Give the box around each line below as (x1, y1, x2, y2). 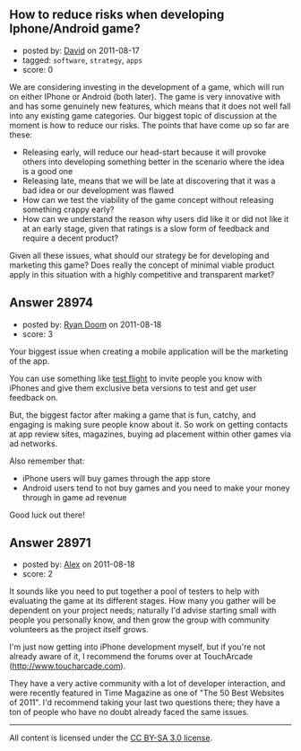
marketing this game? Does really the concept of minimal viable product (9, 260, 275, 270)
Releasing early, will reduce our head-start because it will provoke (21, 146, 267, 157)
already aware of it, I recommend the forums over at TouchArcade (9, 651, 254, 662)
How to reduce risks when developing (9, 7, 225, 22)
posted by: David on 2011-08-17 (21, 45, 141, 56)
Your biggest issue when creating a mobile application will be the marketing (9, 346, 288, 357)
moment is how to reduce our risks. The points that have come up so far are (9, 119, 289, 130)
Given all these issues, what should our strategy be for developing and (9, 250, 270, 261)
